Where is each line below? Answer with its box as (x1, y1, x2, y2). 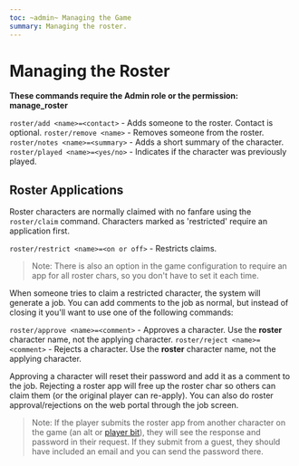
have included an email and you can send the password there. (31, 446, 265, 457)
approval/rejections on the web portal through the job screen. (9, 400, 239, 411)
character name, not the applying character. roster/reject (9, 334, 228, 345)
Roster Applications (9, 182, 124, 197)
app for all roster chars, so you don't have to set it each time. (31, 271, 260, 281)
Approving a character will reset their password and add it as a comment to (9, 371, 291, 382)
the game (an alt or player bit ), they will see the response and (31, 427, 261, 438)
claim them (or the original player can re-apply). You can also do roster (9, 390, 274, 401)
